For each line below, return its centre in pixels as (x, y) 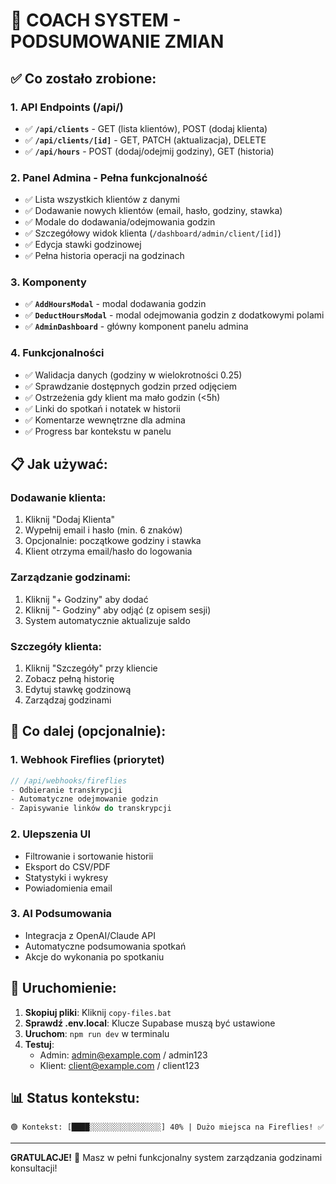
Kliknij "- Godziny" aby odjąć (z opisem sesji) (118, 610)
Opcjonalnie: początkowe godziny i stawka (113, 541)
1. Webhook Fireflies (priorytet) (87, 760)
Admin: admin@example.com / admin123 (123, 1055)
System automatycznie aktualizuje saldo (107, 620)
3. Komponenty (48, 282)
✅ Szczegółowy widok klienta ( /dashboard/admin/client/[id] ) (153, 233)
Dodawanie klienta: (58, 498)
